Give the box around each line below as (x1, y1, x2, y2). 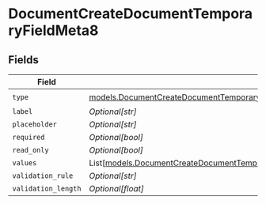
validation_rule (12, 172, 74, 180)
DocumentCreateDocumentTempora (8, 5, 253, 23)
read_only (12, 145, 49, 154)
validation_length (12, 184, 82, 193)
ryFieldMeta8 (8, 21, 99, 40)
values (12, 159, 37, 167)
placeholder (12, 120, 58, 129)
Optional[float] (89, 183, 145, 194)
